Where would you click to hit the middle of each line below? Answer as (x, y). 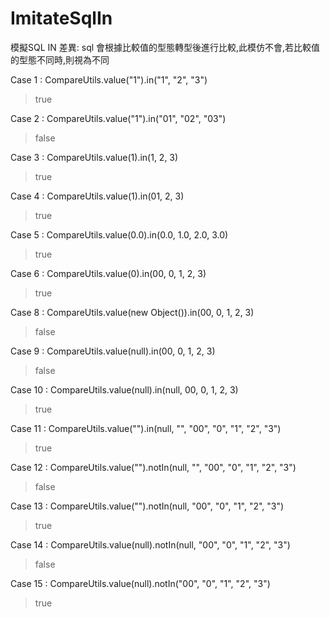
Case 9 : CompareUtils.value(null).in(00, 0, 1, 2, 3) (113, 351)
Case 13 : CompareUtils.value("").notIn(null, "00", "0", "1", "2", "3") (147, 506)
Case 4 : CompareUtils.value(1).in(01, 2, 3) (97, 196)
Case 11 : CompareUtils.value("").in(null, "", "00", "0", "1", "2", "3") (146, 428)
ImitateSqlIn (61, 18)
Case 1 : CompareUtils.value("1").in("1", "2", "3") (109, 79)
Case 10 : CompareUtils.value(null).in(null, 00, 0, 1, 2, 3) (124, 389)
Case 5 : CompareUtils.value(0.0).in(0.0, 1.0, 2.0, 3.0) (119, 234)
